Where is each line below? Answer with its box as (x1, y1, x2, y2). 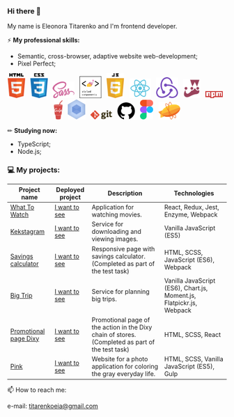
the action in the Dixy (91, 323, 153, 331)
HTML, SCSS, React (164, 331, 221, 339)
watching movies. (91, 210, 143, 219)
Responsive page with (91, 244, 155, 253)
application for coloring (91, 362, 159, 371)
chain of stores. (91, 331, 136, 339)
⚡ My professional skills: (7, 36, 80, 45)
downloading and (91, 228, 141, 236)
